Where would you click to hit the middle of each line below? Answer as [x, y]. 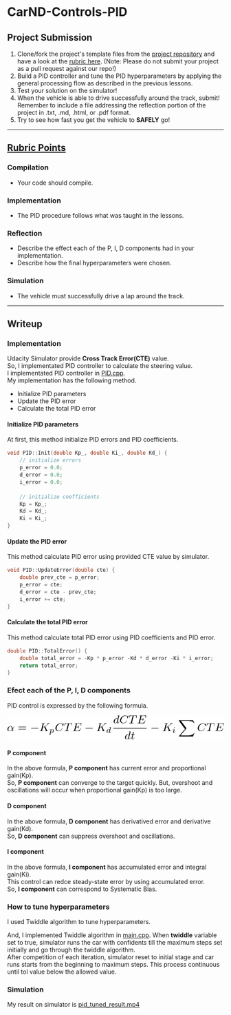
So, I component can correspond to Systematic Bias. [82, 889]
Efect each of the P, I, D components [69, 690]
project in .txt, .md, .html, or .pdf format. [74, 112]
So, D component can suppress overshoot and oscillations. [91, 836]
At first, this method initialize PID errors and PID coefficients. [93, 440]
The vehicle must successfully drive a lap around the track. [101, 296]
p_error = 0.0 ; [41, 468]
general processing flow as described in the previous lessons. [105, 83]
